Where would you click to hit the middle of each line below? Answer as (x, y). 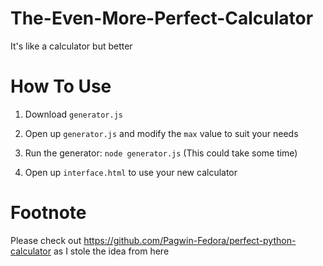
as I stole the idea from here (111, 251)
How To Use (61, 86)
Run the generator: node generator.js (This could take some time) (161, 153)
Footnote (48, 213)
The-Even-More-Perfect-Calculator (162, 18)
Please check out (46, 240)
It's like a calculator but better (71, 46)
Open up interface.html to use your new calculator (131, 172)
